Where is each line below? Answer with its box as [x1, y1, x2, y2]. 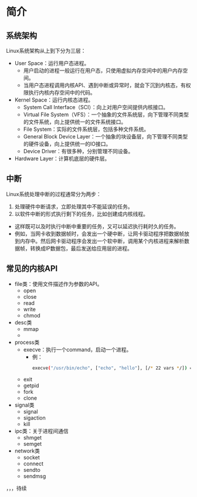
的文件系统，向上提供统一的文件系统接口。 [23, 119, 127, 125]
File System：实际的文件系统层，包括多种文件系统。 [23, 126, 150, 133]
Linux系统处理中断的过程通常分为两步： [6, 190, 101, 197]
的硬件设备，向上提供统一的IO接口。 [23, 140, 111, 147]
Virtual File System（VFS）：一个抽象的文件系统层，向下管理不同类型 [23, 111, 189, 118]
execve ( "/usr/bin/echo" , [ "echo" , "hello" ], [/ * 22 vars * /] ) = [32, 365, 193, 371]
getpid [23, 382, 39, 389]
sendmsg [23, 472, 46, 479]
